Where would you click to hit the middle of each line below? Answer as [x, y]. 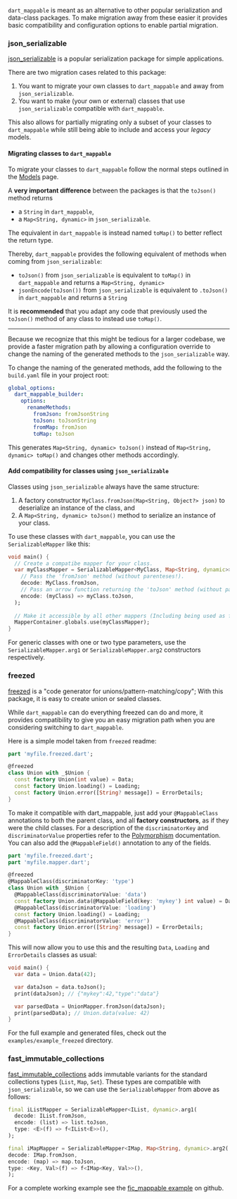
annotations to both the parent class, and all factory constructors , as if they [118, 820]
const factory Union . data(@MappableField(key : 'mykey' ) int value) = [118, 901]
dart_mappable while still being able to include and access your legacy [109, 130]
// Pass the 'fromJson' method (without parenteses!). [103, 577]
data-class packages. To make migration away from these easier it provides [118, 18]
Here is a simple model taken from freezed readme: [82, 741]
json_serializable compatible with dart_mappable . [91, 109]
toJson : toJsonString [65, 420]
